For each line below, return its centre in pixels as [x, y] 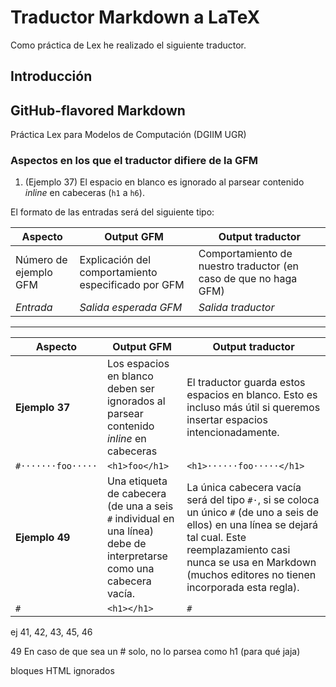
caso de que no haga [248, 279]
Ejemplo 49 [43, 538]
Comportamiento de [245, 254]
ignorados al [136, 401]
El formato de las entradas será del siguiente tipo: [112, 212]
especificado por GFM [132, 285]
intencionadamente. [233, 433]
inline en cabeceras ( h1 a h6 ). [84, 193]
